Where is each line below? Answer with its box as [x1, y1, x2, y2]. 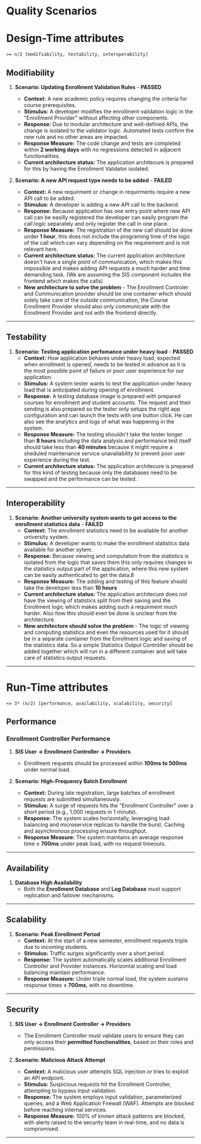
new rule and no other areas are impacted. [23, 133, 129, 140]
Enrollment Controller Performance [6, 735, 111, 743]
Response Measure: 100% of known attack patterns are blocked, [23, 1112, 185, 1119]
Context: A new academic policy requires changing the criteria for [23, 95, 187, 102]
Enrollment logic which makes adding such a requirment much [23, 603, 178, 610]
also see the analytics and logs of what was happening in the [23, 418, 175, 425]
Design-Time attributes [6, 32, 124, 45]
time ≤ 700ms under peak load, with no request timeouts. [23, 840, 166, 848]
